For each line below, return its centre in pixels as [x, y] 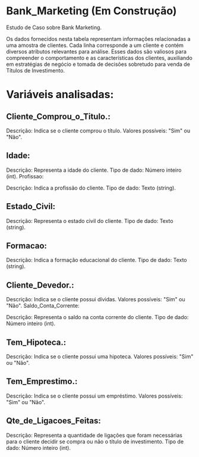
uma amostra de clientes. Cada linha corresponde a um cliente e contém [95, 45]
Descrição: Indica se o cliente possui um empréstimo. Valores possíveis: [94, 396]
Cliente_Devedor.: [40, 285]
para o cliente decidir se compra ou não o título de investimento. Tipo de [95, 442]
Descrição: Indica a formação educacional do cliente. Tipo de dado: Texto [97, 260]
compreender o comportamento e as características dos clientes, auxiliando [99, 58]
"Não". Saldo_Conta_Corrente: [43, 306]
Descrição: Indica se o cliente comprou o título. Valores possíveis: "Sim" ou [98, 130]
